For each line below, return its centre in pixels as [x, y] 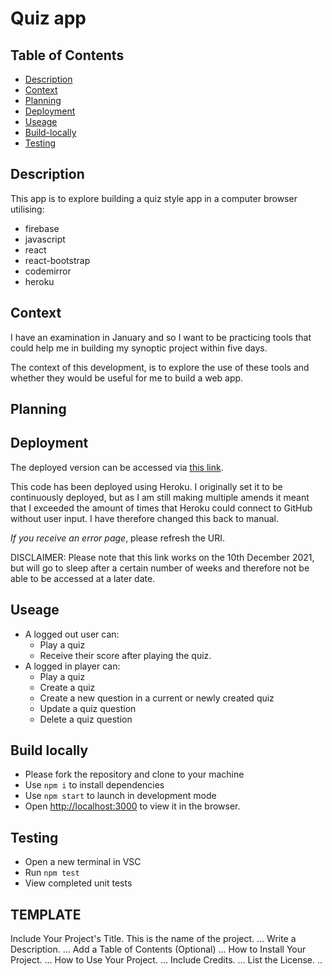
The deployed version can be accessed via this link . [117, 467]
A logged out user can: [72, 634]
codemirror [48, 271]
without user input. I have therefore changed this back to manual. [145, 518]
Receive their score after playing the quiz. [125, 655]
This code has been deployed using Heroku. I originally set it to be [146, 486]
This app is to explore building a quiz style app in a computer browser [154, 198]
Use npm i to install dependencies [94, 785]
